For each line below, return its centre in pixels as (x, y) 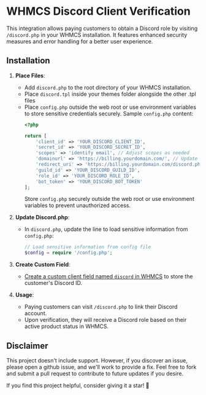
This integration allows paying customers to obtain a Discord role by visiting (102, 28)
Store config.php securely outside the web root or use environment (109, 199)
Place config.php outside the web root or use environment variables (110, 107)
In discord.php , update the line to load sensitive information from (106, 229)
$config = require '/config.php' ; (68, 253)
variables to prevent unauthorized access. (77, 205)
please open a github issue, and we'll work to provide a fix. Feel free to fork (101, 367)
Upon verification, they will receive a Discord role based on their (105, 320)
